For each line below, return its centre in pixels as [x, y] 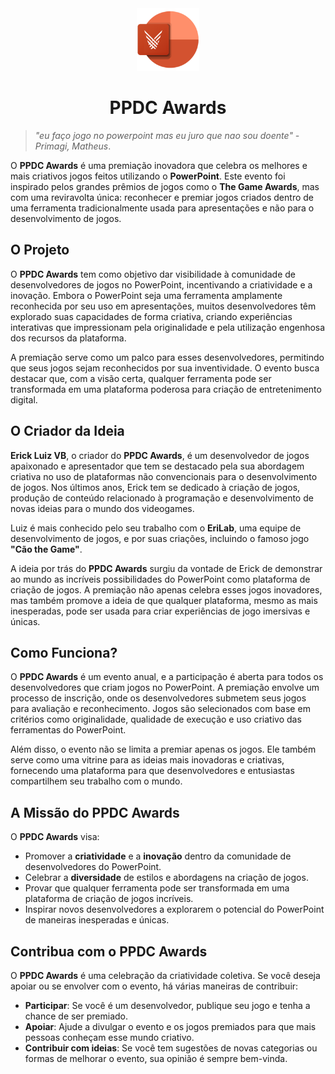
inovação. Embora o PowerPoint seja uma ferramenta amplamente [146, 295]
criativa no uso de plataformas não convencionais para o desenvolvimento [164, 476]
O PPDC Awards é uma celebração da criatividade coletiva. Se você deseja [165, 975]
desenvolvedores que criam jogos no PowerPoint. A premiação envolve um [165, 688]
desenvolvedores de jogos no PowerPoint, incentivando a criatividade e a [161, 284]
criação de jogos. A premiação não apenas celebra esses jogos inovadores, [166, 589]
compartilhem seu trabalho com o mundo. [96, 781]
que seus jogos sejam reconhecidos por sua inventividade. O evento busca [165, 368]
